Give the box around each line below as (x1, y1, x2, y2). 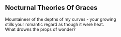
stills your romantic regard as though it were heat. (5, 21, 104, 27)
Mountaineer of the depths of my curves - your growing (5, 16, 116, 22)
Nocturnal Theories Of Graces (5, 4, 98, 12)
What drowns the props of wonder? (5, 26, 76, 32)
